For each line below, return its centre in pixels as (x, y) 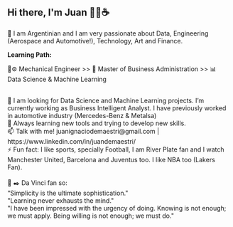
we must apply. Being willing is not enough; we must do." (91, 216)
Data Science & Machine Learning (57, 79)
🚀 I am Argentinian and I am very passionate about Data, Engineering (108, 33)
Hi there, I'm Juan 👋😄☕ (59, 12)
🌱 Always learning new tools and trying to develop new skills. (97, 123)
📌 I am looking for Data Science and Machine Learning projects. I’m (106, 100)
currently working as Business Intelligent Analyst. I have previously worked (117, 108)
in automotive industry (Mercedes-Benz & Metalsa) (82, 115)
